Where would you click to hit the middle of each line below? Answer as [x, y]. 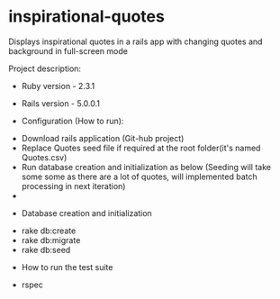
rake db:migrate [51, 240]
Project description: [45, 68]
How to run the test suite [67, 267]
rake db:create [49, 231]
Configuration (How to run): [72, 121]
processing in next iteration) [73, 186]
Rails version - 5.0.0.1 [61, 103]
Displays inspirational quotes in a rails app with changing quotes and [135, 41]
